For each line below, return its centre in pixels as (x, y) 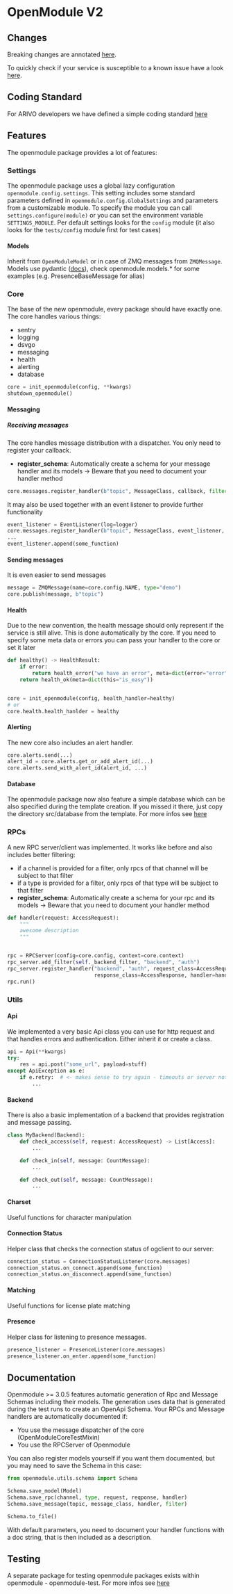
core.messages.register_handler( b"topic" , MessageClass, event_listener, (116, 531)
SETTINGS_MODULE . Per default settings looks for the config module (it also (111, 222)
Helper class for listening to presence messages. (77, 1337)
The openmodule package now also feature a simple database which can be (116, 799)
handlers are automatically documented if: (68, 1417)
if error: (34, 667)
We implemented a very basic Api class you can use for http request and (111, 1031)
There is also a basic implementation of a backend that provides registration (116, 1115)
